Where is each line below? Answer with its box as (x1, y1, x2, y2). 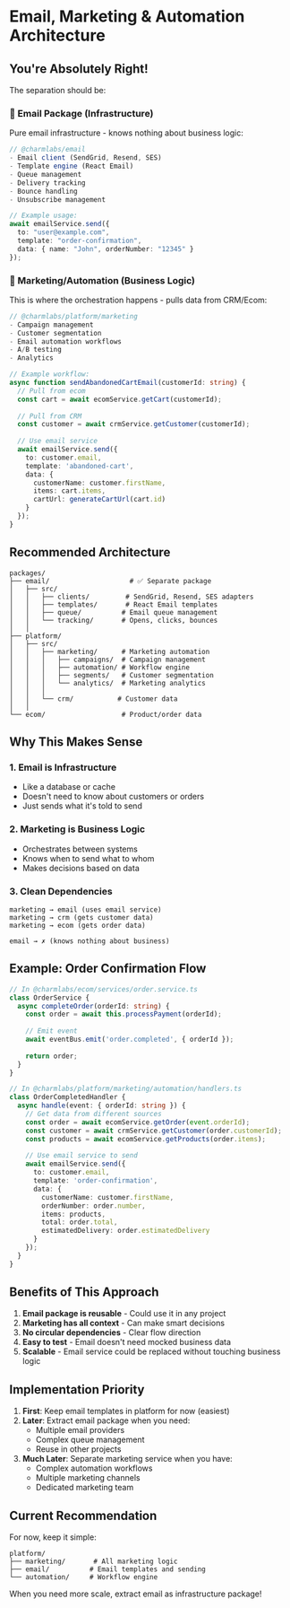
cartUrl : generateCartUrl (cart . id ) (32, 495, 166, 504)
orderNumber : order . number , (41, 1201, 146, 1210)
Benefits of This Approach (9, 1285, 159, 1300)
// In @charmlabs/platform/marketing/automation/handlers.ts (9, 1084, 243, 1094)
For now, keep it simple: (9, 1532, 97, 1542)
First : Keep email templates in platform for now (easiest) (21, 1406, 230, 1417)
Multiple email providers (35, 1425, 125, 1436)
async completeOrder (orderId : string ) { (17, 1001, 170, 1010)
